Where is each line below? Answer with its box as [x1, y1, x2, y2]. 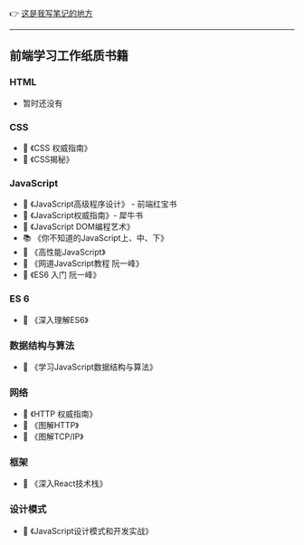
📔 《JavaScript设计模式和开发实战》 [22, 525, 154, 536]
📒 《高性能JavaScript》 [22, 247, 106, 258]
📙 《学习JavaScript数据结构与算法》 [22, 361, 158, 372]
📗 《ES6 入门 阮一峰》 [22, 270, 101, 281]
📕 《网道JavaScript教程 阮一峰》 [22, 258, 145, 269]
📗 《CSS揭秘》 [22, 153, 74, 165]
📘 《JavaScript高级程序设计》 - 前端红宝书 [22, 198, 177, 210]
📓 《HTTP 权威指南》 [22, 408, 98, 419]
